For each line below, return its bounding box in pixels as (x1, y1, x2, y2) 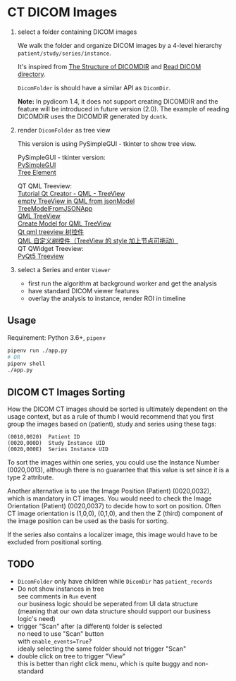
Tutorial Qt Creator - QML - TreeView (17, 189, 125, 197)
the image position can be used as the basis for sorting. (7, 517, 169, 525)
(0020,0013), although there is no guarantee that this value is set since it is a (7, 466, 230, 474)
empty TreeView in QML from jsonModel (17, 197, 135, 205)
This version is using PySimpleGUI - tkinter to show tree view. (17, 139, 197, 148)
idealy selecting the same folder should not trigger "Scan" (17, 644, 187, 653)
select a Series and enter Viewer (17, 265, 111, 274)
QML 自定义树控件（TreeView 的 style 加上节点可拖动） (17, 236, 178, 245)
